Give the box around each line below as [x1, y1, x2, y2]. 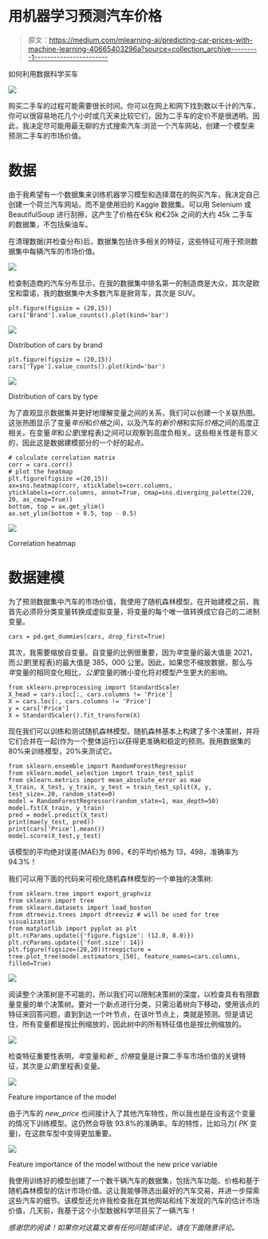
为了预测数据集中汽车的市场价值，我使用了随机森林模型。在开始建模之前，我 [8, 596, 260, 606]
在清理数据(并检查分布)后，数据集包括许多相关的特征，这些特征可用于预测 [8, 236, 251, 246]
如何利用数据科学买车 [8, 69, 78, 78]
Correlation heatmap [8, 538, 76, 548]
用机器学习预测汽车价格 [8, 7, 163, 26]
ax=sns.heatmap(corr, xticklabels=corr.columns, [8, 482, 173, 490]
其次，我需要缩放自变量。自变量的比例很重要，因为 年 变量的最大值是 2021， [8, 647, 257, 657]
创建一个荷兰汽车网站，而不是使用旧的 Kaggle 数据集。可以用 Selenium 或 [8, 199, 251, 209]
